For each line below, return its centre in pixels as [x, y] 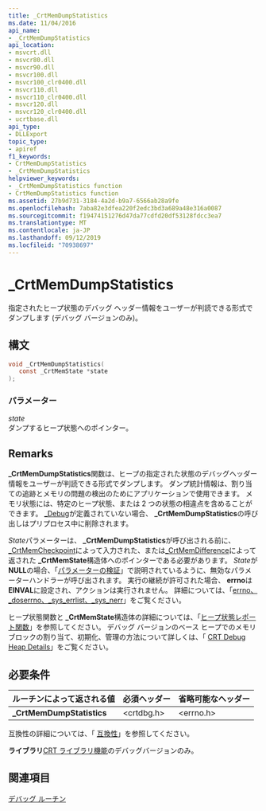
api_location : [32, 45]
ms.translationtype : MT [48, 223]
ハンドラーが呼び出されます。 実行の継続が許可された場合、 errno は [141, 580]
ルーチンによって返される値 [64, 699]
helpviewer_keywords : [44, 179]
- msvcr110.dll [33, 90]
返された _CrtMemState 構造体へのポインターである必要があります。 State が [133, 560]
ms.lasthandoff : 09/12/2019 [55, 238]
